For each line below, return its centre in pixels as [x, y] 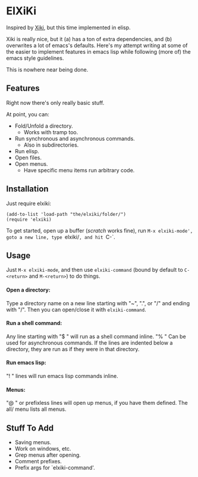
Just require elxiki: [29, 203]
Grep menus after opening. [48, 455]
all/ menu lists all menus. [36, 409]
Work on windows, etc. [43, 449]
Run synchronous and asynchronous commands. [75, 138]
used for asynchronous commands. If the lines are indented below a [89, 343]
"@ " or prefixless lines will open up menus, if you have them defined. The [97, 403]
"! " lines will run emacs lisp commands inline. [62, 376]
